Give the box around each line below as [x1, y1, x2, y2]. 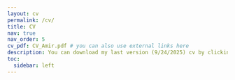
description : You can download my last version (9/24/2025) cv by [7, 49, 205, 56]
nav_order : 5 [7, 36, 45, 43]
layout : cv [7, 10, 39, 17]
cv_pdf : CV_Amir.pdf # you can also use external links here [7, 42, 190, 49]
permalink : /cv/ [7, 17, 55, 24]
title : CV [7, 23, 36, 30]
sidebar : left [13, 62, 55, 69]
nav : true [7, 29, 36, 37]
